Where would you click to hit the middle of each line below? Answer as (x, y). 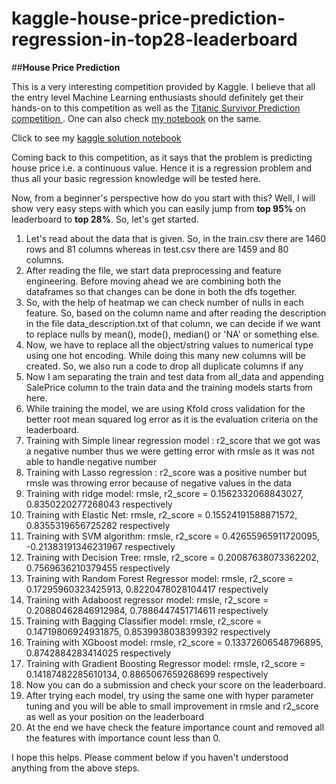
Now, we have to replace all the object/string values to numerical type (169, 344)
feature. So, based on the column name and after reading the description (176, 313)
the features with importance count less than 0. (123, 738)
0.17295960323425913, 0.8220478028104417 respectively (147, 589)
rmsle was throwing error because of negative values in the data (158, 483)
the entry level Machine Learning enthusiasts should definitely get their (157, 97)
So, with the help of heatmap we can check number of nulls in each (164, 302)
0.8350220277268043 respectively (99, 504)
